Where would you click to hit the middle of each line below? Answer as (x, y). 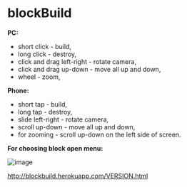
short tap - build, (42, 104)
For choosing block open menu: (55, 148)
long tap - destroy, (45, 112)
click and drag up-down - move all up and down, (89, 69)
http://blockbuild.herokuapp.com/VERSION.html (78, 176)
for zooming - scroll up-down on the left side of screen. (99, 134)
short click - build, (44, 46)
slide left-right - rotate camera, (63, 119)
